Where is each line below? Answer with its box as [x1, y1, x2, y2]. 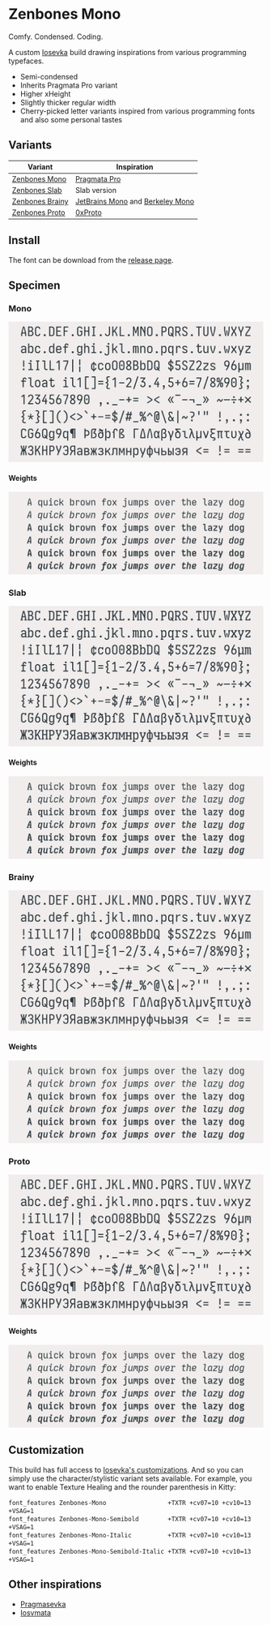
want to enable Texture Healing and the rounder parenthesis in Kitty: [8, 1481, 236, 1492]
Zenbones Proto [11, 208, 66, 217]
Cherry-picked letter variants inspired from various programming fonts [19, 106, 256, 116]
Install [8, 234, 40, 247]
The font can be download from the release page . [8, 255, 174, 264]
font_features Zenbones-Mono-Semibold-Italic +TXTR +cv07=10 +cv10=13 [8, 1547, 252, 1555]
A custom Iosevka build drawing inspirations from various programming [8, 47, 247, 57]
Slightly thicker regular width [19, 97, 116, 107]
